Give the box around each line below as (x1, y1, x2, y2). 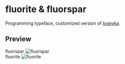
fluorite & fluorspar (5, 4, 87, 15)
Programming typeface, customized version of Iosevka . (5, 20, 120, 26)
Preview (5, 35, 32, 43)
